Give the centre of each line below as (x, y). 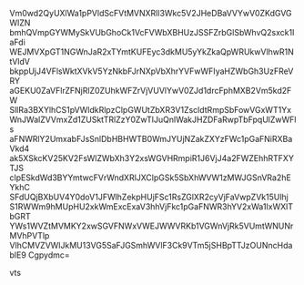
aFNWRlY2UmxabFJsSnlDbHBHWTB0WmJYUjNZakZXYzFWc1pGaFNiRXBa (151, 139)
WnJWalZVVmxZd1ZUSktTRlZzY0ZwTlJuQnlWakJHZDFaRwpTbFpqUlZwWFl (153, 119)
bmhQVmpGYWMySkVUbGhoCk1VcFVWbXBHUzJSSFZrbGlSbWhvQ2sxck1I (152, 32)
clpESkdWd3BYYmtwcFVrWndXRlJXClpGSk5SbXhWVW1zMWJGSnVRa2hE (150, 178)
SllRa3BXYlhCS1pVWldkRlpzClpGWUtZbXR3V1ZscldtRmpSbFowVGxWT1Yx (151, 110)
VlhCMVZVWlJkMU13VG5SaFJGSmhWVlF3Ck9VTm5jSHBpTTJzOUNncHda (151, 245)
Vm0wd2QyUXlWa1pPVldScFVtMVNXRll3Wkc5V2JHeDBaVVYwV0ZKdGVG (151, 13)
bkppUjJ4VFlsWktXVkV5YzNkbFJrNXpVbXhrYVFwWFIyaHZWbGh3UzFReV (152, 71)
